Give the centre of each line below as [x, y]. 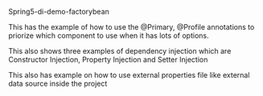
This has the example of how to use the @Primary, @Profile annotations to [131, 27]
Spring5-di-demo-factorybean [59, 12]
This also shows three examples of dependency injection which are [120, 51]
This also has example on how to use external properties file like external [129, 75]
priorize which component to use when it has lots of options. [109, 36]
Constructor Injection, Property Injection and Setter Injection [108, 60]
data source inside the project [58, 84]
